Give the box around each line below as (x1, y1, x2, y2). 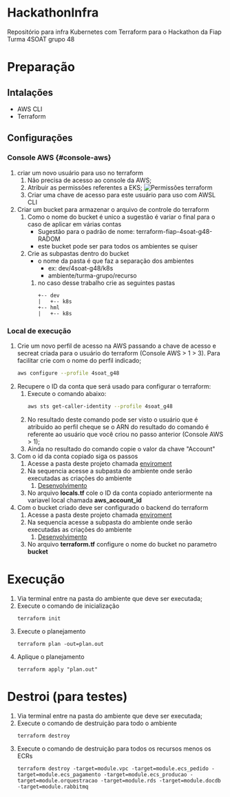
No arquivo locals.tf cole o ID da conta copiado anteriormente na (27, 489, 213, 497)
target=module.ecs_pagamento (17, 771, 101, 778)
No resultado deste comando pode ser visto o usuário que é (27, 415, 198, 424)
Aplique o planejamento (17, 652, 85, 660)
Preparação (7, 59, 76, 75)
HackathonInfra (7, 5, 99, 21)
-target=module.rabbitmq (17, 783, 89, 790)
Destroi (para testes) (7, 689, 128, 705)
